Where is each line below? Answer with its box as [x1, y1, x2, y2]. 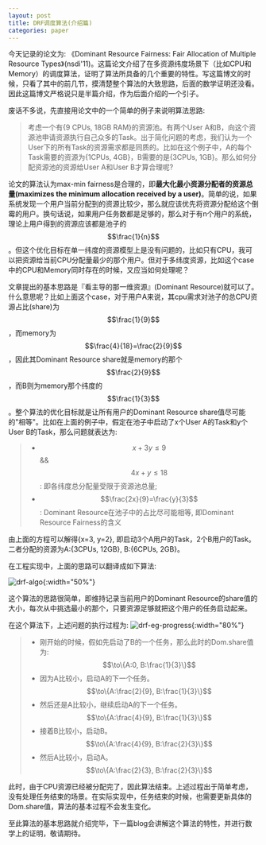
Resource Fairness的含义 [39, 517, 121, 527]
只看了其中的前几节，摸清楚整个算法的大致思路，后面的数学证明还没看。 [21, 79, 259, 88]
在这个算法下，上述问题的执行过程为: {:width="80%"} [8, 621, 245, 630]
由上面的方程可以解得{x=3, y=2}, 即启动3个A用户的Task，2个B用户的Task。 [8, 534, 256, 545]
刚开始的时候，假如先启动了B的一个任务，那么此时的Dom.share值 [39, 638, 254, 647]
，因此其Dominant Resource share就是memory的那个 [8, 355, 183, 364]
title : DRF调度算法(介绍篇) [8, 19, 93, 27]
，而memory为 [8, 328, 57, 338]
